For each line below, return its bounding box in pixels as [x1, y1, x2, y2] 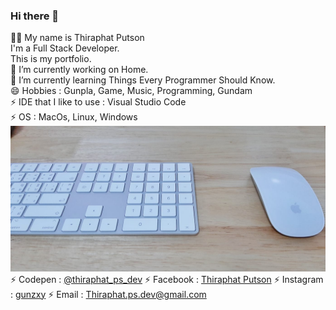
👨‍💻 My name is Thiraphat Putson [10, 32, 145, 44]
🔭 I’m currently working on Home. [10, 64, 149, 76]
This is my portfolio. [10, 53, 92, 65]
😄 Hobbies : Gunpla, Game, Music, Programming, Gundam [10, 85, 253, 97]
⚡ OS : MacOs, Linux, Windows [10, 111, 138, 123]
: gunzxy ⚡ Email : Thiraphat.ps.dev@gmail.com [10, 288, 207, 300]
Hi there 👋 [10, 9, 60, 23]
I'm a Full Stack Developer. [10, 42, 120, 54]
